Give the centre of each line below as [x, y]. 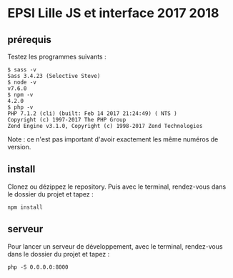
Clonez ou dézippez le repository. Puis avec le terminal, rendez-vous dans [117, 187]
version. [19, 147]
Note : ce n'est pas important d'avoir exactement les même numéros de [113, 139]
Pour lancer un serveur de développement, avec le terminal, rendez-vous [115, 246]
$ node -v [22, 82]
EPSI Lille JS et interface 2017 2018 [113, 13]
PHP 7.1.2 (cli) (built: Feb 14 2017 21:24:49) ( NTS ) [92, 114]
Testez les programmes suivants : [57, 56]
